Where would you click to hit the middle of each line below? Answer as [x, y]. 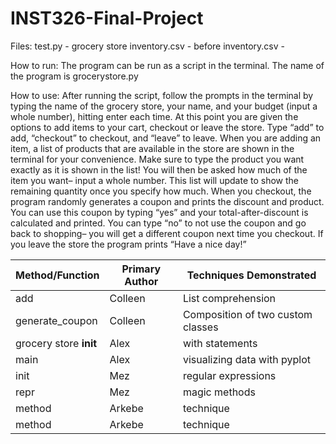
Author [141, 281]
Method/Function [57, 275]
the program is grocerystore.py [74, 76]
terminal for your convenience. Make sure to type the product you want [157, 159]
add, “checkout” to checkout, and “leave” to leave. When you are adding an [166, 138]
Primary [141, 269]
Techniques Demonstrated [251, 275]
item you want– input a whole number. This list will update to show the [154, 180]
